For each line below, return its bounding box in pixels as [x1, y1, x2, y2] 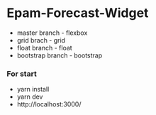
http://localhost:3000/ [16, 100, 82, 109]
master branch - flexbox [16, 28, 88, 37]
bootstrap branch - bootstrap [16, 51, 103, 60]
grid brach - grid [16, 35, 65, 44]
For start [6, 69, 37, 79]
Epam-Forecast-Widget [6, 5, 149, 21]
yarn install [16, 85, 50, 94]
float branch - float [16, 43, 72, 52]
